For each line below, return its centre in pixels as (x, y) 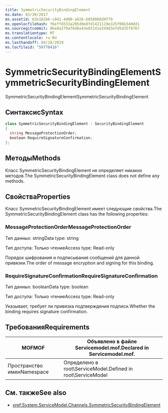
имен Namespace (28, 372)
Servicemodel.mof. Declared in (112, 348)
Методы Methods (33, 158)
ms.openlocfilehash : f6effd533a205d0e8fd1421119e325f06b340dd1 (72, 24)
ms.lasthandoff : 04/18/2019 (34, 43)
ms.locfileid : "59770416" (32, 47)
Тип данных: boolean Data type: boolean (47, 287)
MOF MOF (33, 348)
